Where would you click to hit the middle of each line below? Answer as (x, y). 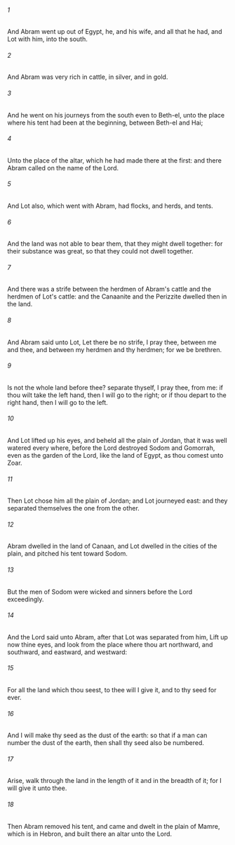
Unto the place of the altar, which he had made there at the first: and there (115, 160)
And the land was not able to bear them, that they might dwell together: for (115, 244)
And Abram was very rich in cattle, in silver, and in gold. (88, 77)
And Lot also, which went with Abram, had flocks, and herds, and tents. (110, 206)
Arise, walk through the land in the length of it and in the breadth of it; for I (115, 781)
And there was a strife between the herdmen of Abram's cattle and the (109, 289)
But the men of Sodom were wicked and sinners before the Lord (100, 591)
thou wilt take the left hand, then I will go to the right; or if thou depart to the (117, 395)
